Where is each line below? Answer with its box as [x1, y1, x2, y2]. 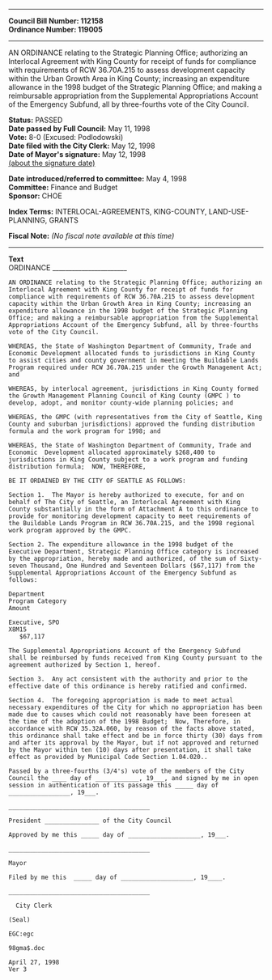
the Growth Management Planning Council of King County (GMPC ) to [8, 392, 241, 400]
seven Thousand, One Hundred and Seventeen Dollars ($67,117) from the [8, 562, 255, 570]
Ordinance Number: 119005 [8, 25, 103, 34]
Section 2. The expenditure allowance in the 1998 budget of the [8, 541, 233, 549]
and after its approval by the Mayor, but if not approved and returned [8, 739, 259, 747]
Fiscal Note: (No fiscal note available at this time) [8, 231, 175, 240]
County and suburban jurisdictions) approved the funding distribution [8, 420, 255, 428]
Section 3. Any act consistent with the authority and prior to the [8, 675, 249, 683]
